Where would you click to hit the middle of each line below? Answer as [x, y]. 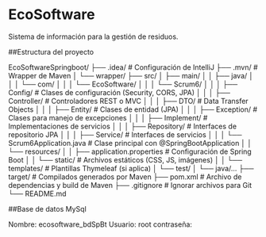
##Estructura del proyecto [51, 52]
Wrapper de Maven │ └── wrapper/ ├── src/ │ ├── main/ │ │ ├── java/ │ [131, 75]
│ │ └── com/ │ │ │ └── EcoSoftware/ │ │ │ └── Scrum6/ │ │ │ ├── [123, 84]
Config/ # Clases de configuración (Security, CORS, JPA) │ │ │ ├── [119, 92]
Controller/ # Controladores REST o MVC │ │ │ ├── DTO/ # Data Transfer [128, 101]
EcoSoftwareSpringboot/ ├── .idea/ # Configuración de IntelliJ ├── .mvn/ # [133, 67]
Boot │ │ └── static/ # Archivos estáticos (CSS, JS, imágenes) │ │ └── [125, 159]
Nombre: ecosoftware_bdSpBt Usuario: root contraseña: [100, 224]
